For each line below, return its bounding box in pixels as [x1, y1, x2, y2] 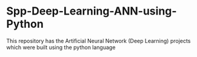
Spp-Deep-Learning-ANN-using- [6, 4, 177, 18]
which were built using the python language [6, 44, 116, 51]
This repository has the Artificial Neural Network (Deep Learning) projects [6, 37, 191, 44]
